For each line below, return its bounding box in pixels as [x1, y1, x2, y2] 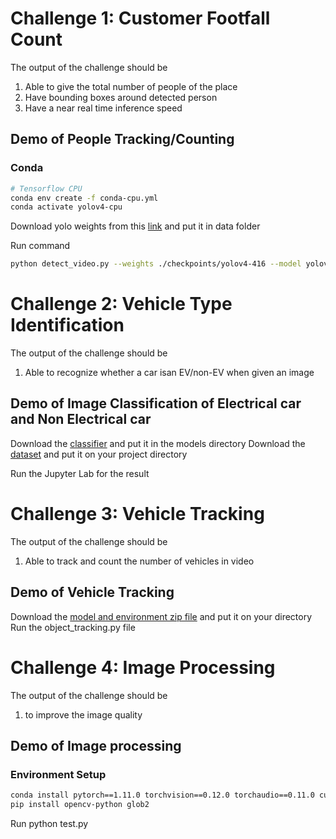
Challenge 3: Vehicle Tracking [10, 503, 265, 526]
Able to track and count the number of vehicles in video [24, 555, 255, 567]
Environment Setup [10, 767, 107, 781]
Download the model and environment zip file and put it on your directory [10, 610, 313, 622]
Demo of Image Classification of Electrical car [10, 395, 302, 412]
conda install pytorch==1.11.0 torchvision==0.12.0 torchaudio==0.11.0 [10, 790, 315, 801]
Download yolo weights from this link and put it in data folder [10, 220, 261, 232]
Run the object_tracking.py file [10, 621, 136, 633]
